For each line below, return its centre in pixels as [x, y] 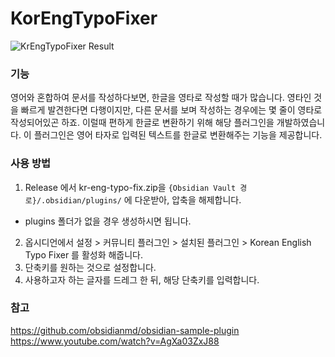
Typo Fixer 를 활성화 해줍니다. [84, 254]
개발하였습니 [301, 123]
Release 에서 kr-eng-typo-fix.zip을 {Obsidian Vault [130, 187]
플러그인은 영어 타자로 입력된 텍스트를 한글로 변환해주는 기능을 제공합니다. [178, 135]
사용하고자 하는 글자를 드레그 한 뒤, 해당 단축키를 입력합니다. [142, 279]
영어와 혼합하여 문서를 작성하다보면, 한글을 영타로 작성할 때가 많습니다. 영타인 [161, 98]
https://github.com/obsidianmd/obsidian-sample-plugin [125, 330]
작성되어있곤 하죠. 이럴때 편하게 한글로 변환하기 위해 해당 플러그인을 [142, 123]
